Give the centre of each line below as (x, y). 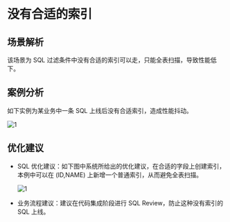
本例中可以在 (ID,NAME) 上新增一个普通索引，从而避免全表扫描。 (110, 175)
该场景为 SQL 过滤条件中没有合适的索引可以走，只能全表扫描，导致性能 (109, 60)
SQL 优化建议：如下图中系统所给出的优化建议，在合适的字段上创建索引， (121, 166)
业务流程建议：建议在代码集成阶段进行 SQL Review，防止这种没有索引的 (120, 203)
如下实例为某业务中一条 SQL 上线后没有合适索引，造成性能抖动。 (100, 110)
